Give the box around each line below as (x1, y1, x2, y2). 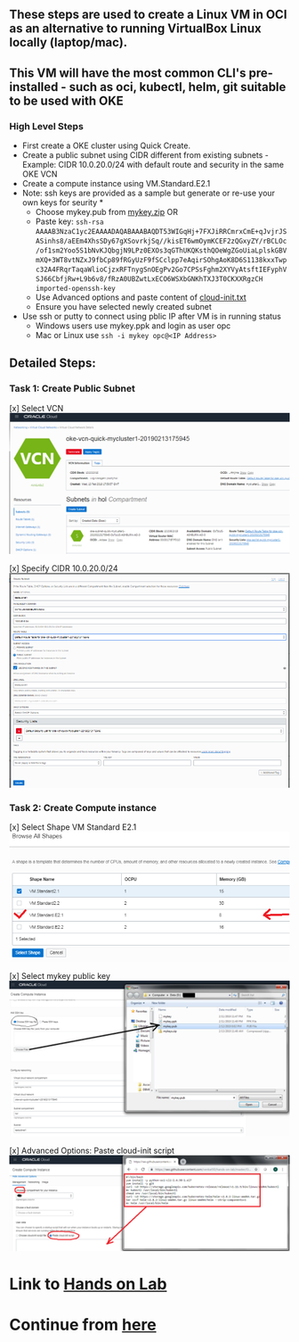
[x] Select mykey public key (9, 970, 111, 981)
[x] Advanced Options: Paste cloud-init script (9, 1145, 175, 1156)
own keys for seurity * (21, 197, 104, 208)
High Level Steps (9, 120, 85, 132)
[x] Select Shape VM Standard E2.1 (9, 822, 137, 833)
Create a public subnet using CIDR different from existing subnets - (21, 150, 270, 161)
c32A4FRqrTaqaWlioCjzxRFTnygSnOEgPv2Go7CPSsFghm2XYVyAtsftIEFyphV (35, 265, 287, 275)
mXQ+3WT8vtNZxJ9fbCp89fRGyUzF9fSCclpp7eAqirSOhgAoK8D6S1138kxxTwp (35, 256, 287, 265)
